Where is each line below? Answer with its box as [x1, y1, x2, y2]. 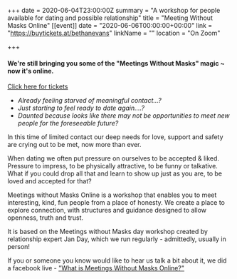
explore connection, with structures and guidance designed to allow [7, 206, 206, 215]
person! [7, 243, 31, 251]
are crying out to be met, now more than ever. [7, 141, 142, 149]
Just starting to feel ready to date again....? [17, 103, 144, 113]
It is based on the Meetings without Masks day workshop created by [7, 228, 209, 236]
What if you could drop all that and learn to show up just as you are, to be [7, 169, 223, 178]
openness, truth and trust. [7, 213, 84, 222]
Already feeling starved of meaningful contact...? [17, 96, 162, 105]
